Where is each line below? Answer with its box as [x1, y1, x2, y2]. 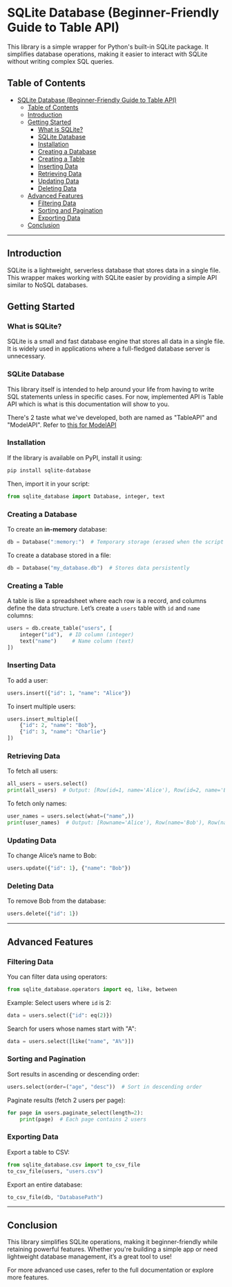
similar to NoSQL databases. [7, 281, 88, 289]
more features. [7, 1273, 50, 1281]
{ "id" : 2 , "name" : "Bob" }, [19, 722, 97, 729]
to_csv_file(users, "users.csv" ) [7, 1168, 104, 1175]
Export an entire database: [7, 1180, 83, 1189]
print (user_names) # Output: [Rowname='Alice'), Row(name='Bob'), [7, 819, 206, 826]
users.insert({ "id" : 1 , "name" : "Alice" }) [7, 690, 131, 697]
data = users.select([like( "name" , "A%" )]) [7, 1038, 135, 1044]
